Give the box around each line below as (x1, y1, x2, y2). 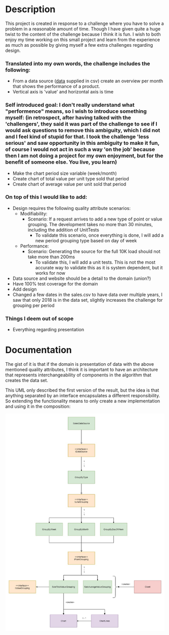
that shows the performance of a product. (12, 83, 100, 89)
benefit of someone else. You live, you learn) (5, 158, 117, 166)
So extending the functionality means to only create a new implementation (5, 398, 160, 404)
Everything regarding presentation (12, 327, 85, 333)
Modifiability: (20, 210, 48, 216)
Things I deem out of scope (5, 315, 74, 322)
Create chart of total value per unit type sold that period (12, 175, 129, 181)
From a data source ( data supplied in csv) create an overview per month (12, 78, 163, 84)
